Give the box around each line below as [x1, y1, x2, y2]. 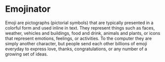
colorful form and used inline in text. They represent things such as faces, [5, 25, 155, 31]
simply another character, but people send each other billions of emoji [5, 40, 148, 46]
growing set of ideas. [5, 51, 48, 57]
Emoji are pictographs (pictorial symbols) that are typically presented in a [5, 20, 154, 26]
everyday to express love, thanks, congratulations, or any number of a [5, 46, 147, 52]
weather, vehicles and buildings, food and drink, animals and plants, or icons [5, 30, 161, 36]
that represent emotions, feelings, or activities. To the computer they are [5, 35, 152, 41]
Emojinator [5, 3, 51, 15]
